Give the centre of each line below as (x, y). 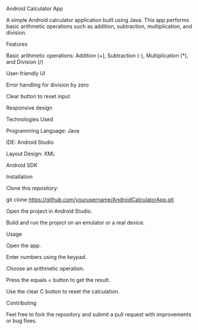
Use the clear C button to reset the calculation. (63, 291)
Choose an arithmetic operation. (45, 268)
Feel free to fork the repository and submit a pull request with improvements (99, 314)
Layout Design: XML (31, 154)
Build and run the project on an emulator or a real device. (75, 222)
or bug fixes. (22, 321)
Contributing (21, 303)
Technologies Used (30, 119)
